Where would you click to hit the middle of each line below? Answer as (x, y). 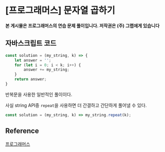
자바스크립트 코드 (31, 43)
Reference (22, 131)
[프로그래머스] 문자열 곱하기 (60, 10)
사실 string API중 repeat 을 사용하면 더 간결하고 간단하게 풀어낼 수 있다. (76, 105)
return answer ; (31, 79)
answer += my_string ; (47, 70)
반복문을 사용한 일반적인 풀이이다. (39, 94)
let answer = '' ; (33, 60)
